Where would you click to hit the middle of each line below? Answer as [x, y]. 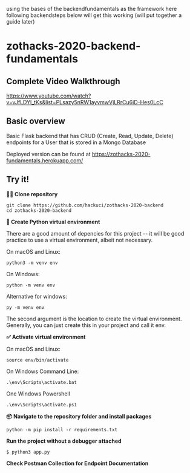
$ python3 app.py [28, 452]
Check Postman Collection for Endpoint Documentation [77, 463]
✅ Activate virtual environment [46, 337]
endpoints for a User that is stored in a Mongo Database [76, 142]
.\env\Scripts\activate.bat [42, 382]
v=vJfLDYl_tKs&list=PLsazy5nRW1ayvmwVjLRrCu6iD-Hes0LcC [85, 102]
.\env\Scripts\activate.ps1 [42, 405]
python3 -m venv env [32, 263]
